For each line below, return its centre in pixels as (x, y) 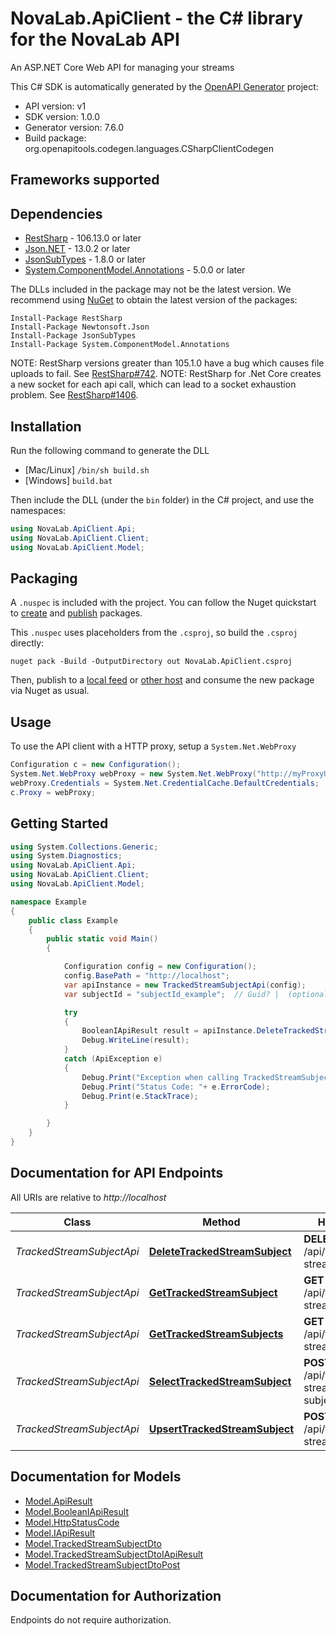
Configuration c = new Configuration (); (96, 765)
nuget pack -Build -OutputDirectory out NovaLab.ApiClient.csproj (151, 662)
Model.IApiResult (60, 1533)
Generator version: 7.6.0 (74, 127)
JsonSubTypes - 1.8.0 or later (85, 259)
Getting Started (59, 823)
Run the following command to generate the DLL (110, 450)
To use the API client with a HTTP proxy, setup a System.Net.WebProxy (153, 746)
